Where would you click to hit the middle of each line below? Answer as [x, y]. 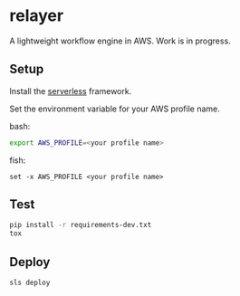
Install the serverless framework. [71, 91]
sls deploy [30, 282]
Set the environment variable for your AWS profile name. [115, 109]
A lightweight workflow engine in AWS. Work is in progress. [120, 41]
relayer [37, 16]
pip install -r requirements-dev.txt [81, 225]
